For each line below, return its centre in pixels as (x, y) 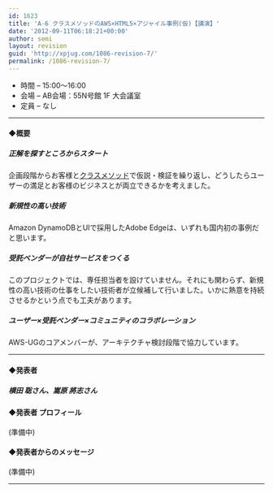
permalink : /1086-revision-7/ (60, 62)
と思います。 (30, 238)
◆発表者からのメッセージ (52, 452)
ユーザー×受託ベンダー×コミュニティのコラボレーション (102, 320)
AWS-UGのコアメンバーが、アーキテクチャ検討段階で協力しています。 (126, 343)
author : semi (30, 39)
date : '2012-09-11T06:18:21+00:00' (69, 31)
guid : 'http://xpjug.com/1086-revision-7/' (83, 54)
